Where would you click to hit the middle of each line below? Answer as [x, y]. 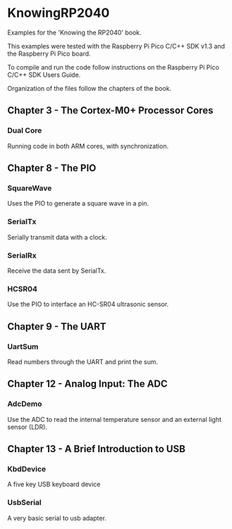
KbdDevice [27, 468]
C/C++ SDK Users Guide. [44, 75]
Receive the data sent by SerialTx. [57, 270]
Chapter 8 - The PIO [52, 168]
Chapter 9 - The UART [57, 326]
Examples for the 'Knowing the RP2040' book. [74, 32]
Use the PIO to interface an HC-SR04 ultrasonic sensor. [88, 304]
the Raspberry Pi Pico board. [49, 54]
